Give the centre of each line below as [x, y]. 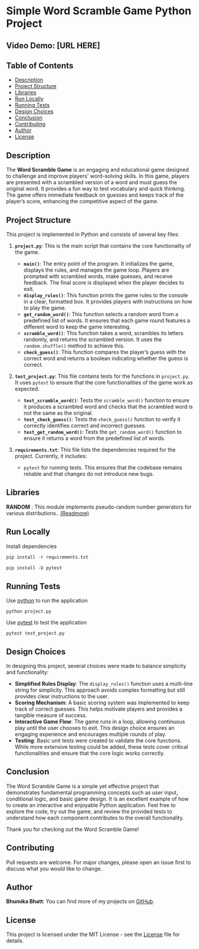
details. [15, 941]
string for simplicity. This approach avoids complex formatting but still [100, 690]
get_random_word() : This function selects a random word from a [101, 314]
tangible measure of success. [51, 715]
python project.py [29, 611]
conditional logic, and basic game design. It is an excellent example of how [97, 799]
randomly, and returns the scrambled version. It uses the [93, 339]
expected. [27, 389]
